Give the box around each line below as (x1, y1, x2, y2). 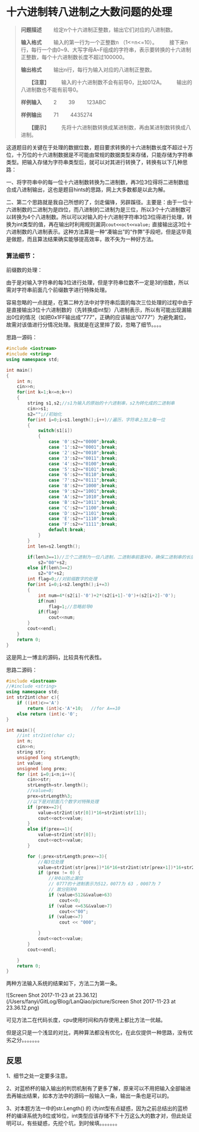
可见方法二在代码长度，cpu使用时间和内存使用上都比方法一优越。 (6, 1017, 166, 1024)
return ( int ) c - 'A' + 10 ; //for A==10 (27, 705, 120, 711)
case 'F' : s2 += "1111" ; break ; (48, 522, 118, 528)
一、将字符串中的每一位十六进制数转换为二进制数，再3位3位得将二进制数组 (6, 178, 190, 185)
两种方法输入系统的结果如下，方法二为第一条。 (6, 980, 120, 987)
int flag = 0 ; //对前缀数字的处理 (27, 576, 98, 582)
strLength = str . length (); (27, 782, 89, 788)
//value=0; (27, 788, 54, 794)
